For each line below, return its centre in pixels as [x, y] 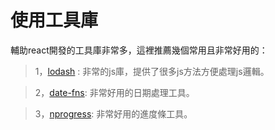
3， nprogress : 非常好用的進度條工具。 [113, 113]
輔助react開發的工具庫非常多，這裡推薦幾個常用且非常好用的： [139, 50]
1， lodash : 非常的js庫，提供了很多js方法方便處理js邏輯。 [152, 71]
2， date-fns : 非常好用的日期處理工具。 [114, 92]
